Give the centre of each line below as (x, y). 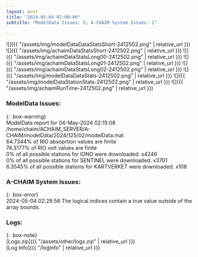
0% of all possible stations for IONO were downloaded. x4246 (82, 154)
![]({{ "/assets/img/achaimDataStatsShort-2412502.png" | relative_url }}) (94, 51)
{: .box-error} (22, 195)
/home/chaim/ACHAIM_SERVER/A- (48, 129)
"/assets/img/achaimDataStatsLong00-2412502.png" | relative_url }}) (98, 57)
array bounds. (23, 207)
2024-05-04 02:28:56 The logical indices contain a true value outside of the (99, 200)
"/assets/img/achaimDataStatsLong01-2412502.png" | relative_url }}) (98, 63)
